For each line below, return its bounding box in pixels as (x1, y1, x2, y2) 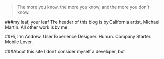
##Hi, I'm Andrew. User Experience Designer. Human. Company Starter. (5, 34, 152, 39)
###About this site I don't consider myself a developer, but (5, 49, 125, 54)
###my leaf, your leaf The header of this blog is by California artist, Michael (5, 19, 160, 25)
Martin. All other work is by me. (5, 24, 69, 30)
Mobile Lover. (5, 39, 33, 45)
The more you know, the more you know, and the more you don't (17, 4, 150, 10)
